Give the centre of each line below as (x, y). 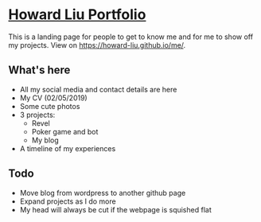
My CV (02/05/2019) (53, 98)
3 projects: (37, 115)
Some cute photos (50, 106)
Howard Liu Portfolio (77, 15)
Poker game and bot (65, 131)
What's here (39, 70)
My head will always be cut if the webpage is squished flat (116, 209)
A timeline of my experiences (68, 148)
